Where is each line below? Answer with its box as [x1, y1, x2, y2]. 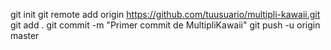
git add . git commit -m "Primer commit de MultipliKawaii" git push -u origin [10, 19, 321, 31]
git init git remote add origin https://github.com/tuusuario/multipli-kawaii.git [10, 9, 321, 20]
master [10, 30, 40, 41]
